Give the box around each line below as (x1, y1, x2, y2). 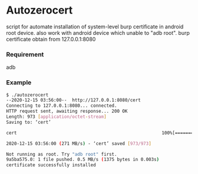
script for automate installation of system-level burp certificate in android (6, 23, 184, 30)
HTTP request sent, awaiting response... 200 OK (6, 109, 128, 114)
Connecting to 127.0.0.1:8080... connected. (6, 103, 117, 109)
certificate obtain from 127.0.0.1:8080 (6, 35, 96, 42)
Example (6, 78, 32, 87)
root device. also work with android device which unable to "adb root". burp (6, 29, 190, 36)
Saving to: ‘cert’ (6, 119, 51, 125)
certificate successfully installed (6, 162, 96, 168)
